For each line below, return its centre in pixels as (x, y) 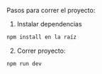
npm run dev (24, 63)
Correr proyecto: (41, 51)
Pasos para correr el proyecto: (51, 10)
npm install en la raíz (42, 37)
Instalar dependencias (49, 24)
